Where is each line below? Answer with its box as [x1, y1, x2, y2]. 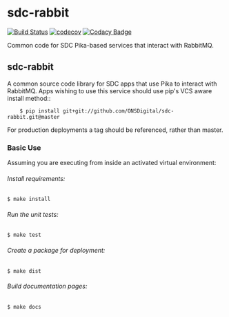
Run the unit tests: [7, 210, 59, 218]
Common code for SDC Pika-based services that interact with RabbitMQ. [7, 41, 214, 49]
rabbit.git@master [7, 113, 60, 120]
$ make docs [7, 303, 41, 310]
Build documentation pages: [7, 282, 88, 291]
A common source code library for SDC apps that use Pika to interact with [7, 79, 217, 88]
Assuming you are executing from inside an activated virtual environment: [7, 159, 217, 167]
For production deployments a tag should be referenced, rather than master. [7, 126, 223, 134]
